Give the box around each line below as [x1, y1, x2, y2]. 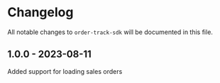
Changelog [7, 4, 74, 21]
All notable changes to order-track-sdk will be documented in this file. [7, 28, 213, 36]
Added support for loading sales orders [7, 67, 123, 75]
